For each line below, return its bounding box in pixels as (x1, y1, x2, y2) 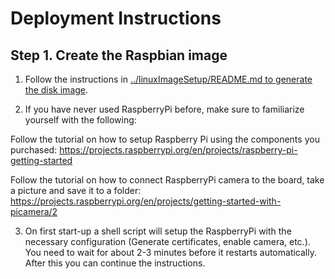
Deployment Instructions (10, 7, 222, 30)
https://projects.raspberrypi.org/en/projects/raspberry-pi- (59, 144, 298, 156)
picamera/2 (10, 206, 58, 217)
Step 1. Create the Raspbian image (10, 47, 228, 64)
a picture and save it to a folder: (10, 185, 142, 196)
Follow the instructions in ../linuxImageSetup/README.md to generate (24, 73, 313, 85)
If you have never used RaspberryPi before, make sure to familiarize (24, 103, 305, 115)
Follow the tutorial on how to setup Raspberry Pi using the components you (10, 133, 320, 145)
